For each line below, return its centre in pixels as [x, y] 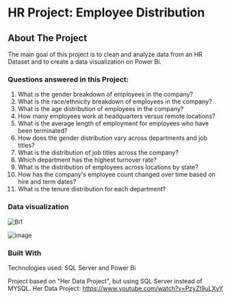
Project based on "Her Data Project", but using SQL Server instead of [105, 281]
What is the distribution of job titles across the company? [98, 153]
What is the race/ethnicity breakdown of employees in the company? [115, 101]
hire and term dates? [47, 182]
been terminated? [42, 131]
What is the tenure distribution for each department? [92, 189]
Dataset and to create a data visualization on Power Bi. [85, 62]
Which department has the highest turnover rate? [87, 160]
